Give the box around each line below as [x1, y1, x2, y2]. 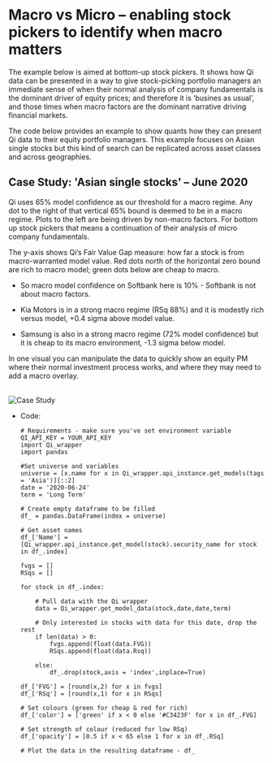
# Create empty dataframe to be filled [19, 505, 156, 513]
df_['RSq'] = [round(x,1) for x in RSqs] [19, 689, 162, 698]
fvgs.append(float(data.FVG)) [50, 639, 152, 648]
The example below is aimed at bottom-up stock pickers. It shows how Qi [8, 67, 254, 76]
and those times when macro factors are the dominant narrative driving [8, 102, 247, 111]
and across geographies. [8, 152, 92, 162]
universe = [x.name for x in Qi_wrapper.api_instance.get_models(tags [19, 469, 265, 477]
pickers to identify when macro [8, 23, 223, 41]
